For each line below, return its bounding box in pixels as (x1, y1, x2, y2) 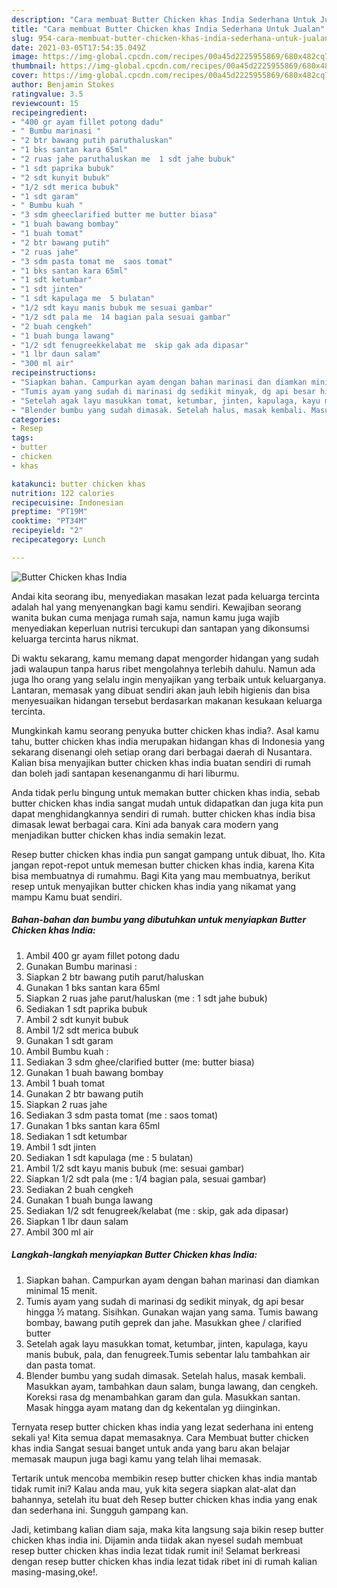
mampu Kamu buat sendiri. (11, 891, 123, 903)
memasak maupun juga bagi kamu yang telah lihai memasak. (11, 1452, 262, 1465)
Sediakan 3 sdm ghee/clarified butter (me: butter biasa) (25, 1056, 255, 1068)
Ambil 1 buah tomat (25, 1077, 106, 1089)
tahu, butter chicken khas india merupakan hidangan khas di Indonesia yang (11, 735, 326, 747)
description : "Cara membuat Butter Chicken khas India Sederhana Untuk (11, 14, 316, 25)
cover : (11, 71, 39, 81)
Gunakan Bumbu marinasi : (25, 960, 138, 972)
